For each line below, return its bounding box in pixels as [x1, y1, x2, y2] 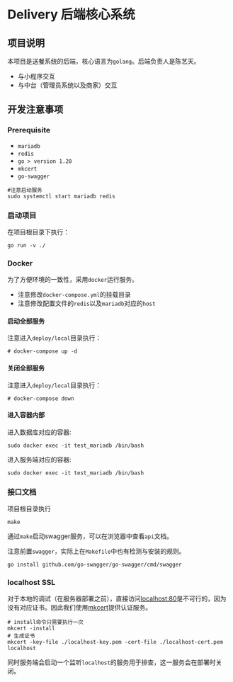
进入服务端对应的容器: [7, 455, 72, 464]
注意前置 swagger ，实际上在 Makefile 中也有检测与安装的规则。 [7, 547, 186, 556]
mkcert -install [7, 625, 55, 632]
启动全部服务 [7, 317, 45, 325]
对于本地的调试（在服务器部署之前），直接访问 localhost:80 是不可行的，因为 [7, 594, 227, 603]
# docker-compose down [7, 394, 74, 402]
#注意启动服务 [7, 186, 42, 193]
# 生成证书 [7, 632, 35, 640]
